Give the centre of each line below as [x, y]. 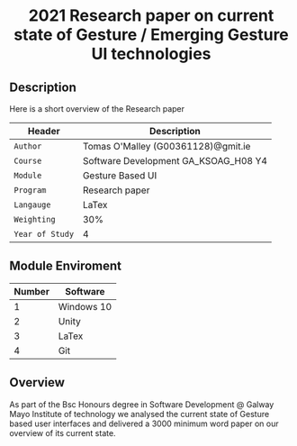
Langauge [32, 205]
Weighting [35, 219]
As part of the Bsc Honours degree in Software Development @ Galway [142, 404]
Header [44, 131]
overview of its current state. [63, 432]
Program [30, 190]
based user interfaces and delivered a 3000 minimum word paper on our [144, 423]
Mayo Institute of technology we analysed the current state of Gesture [139, 414]
